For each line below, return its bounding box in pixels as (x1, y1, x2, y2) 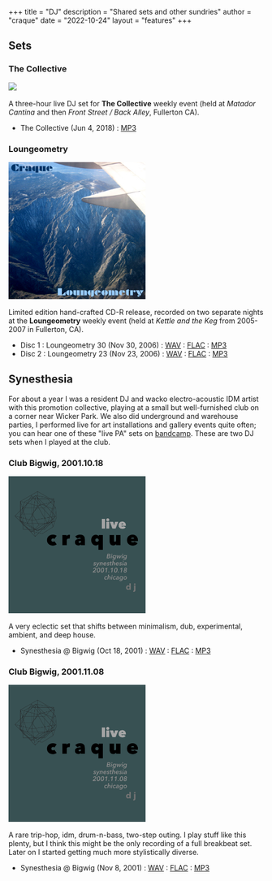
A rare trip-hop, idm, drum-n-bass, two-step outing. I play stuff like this (8, 830, 247, 840)
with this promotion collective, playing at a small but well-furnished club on (8, 402, 260, 412)
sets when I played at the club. (8, 437, 111, 447)
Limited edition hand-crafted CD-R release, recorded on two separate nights (8, 307, 264, 317)
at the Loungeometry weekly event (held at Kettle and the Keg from (8, 316, 235, 326)
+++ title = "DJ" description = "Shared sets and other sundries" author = (8, 7, 252, 16)
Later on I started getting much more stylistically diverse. (8, 848, 199, 857)
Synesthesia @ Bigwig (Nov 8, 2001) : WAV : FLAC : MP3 (19, 863, 209, 873)
